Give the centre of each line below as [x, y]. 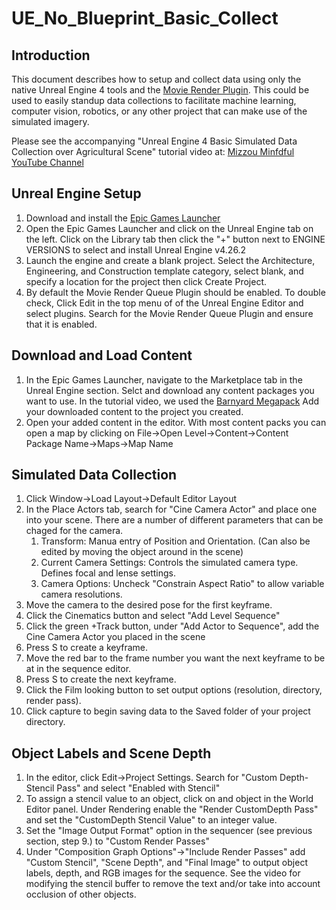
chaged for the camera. [74, 531]
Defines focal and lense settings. [108, 573]
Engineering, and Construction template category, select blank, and [164, 271]
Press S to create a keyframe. [86, 648]
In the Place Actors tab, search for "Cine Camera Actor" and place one [171, 509]
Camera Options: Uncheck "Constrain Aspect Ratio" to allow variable [182, 584]
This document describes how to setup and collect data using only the [156, 79]
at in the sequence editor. [78, 669]
